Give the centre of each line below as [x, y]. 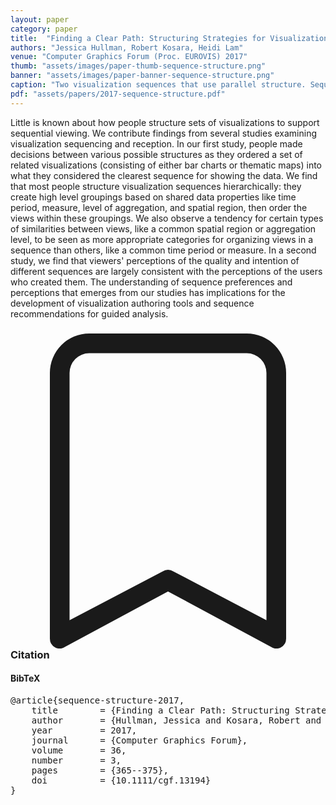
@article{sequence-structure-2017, [97, 700]
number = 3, [76, 760]
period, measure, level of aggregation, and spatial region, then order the [159, 207]
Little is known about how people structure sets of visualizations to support [165, 122]
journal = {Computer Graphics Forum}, [139, 740]
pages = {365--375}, [100, 770]
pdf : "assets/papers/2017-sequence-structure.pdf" [118, 94]
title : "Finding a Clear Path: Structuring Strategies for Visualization [169, 38]
